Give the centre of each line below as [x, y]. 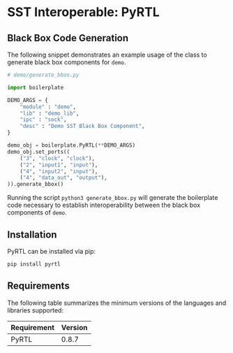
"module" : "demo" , [48, 107]
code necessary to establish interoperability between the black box [104, 205]
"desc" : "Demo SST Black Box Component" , [82, 127]
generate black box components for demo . [67, 62]
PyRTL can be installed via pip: [52, 251]
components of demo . [37, 212]
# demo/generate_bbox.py [43, 75]
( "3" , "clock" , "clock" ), [58, 158]
